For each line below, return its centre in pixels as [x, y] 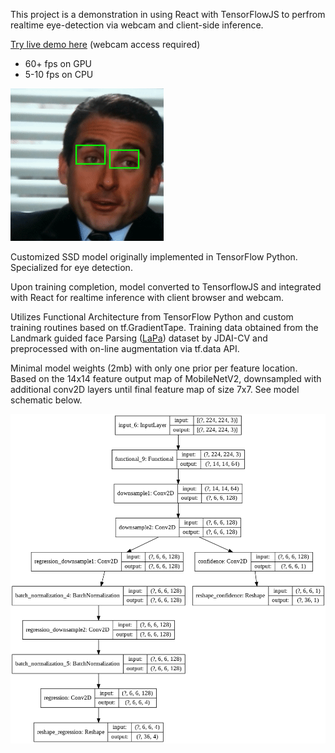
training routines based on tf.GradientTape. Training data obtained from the [164, 327]
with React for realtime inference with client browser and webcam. [147, 297]
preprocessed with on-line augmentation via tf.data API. [125, 348]
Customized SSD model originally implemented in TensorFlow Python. [154, 257]
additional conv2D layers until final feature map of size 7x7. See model [155, 389]
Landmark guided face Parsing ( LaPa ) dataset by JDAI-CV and [139, 338]
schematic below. [46, 400]
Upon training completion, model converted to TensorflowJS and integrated [166, 287]
